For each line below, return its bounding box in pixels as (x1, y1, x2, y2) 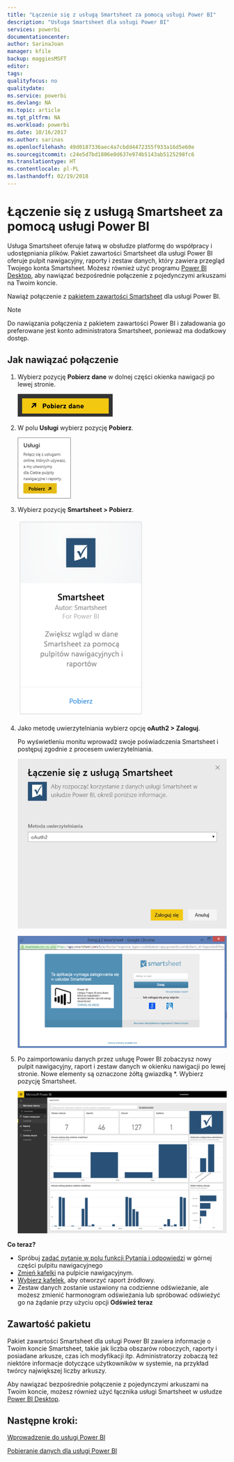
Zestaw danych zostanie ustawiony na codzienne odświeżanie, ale (17, 1283, 209, 1291)
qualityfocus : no (7, 77, 58, 84)
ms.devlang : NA (7, 100, 52, 107)
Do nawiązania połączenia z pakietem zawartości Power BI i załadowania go (7, 319, 226, 327)
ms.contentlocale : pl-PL (7, 166, 79, 173)
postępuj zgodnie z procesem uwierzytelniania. (17, 745, 153, 753)
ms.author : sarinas (7, 136, 64, 143)
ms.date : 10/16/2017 (7, 129, 68, 136)
